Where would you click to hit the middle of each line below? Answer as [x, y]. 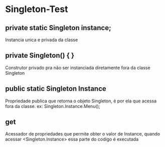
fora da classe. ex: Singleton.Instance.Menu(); [53, 106]
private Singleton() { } [40, 55]
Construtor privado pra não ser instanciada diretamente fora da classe [78, 67]
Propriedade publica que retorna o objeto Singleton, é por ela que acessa [81, 101]
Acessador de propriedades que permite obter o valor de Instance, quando [83, 134]
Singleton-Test [37, 9]
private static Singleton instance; [58, 28]
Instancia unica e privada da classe [42, 40]
